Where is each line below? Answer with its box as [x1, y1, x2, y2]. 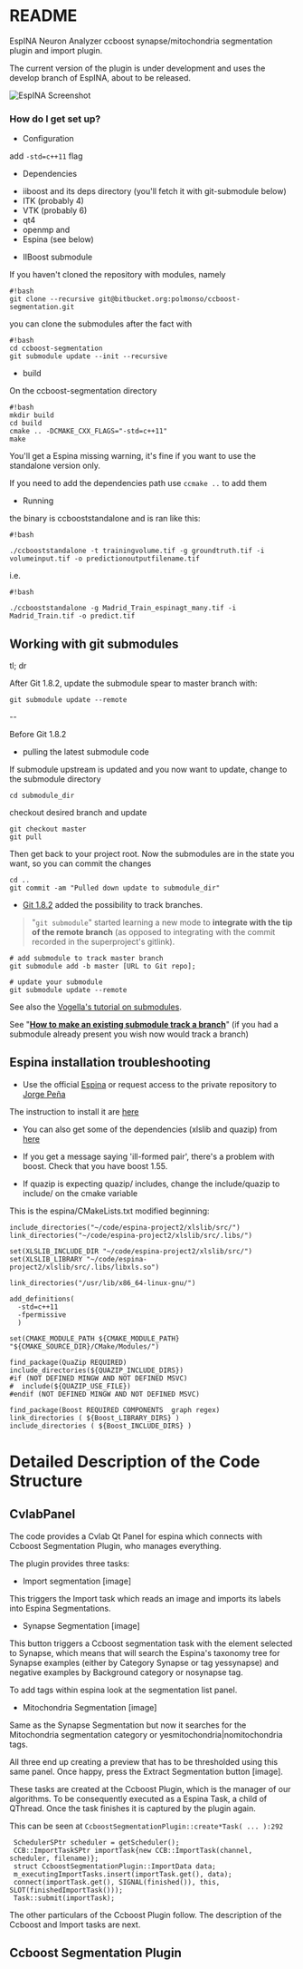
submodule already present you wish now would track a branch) [9, 1028, 249, 1039]
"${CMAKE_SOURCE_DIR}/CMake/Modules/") [9, 1341, 160, 1351]
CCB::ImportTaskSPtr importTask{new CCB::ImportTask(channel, [13, 1846, 253, 1855]
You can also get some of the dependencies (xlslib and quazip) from [22, 1124, 278, 1135]
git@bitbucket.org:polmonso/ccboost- [98, 295, 241, 304]
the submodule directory [9, 774, 101, 785]
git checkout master [9, 824, 88, 834]
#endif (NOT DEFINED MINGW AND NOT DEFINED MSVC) [9, 1389, 201, 1399]
